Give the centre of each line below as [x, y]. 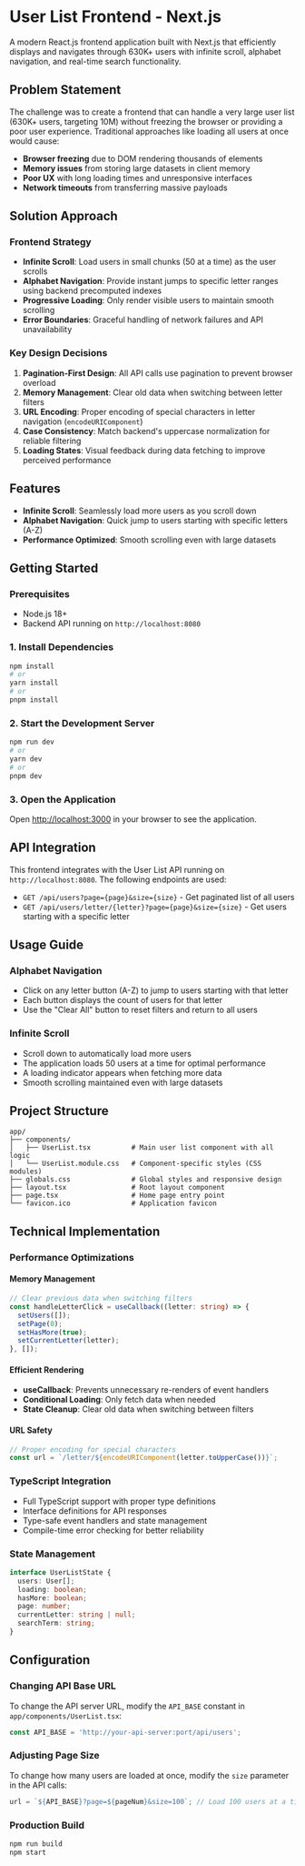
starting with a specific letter [76, 916]
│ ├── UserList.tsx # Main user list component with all [142, 1148]
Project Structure [59, 1111]
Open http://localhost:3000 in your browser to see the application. [133, 819]
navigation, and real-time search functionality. [95, 61]
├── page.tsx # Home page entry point [117, 1196]
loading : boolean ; [53, 1589]
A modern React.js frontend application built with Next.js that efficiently [143, 42]
